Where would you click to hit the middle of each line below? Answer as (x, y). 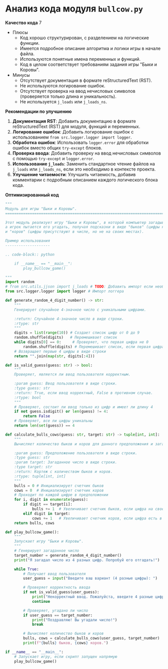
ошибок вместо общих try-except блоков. (57, 148)
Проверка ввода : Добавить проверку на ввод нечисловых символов (86, 153)
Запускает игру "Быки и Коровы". (49, 542)
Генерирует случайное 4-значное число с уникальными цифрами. (80, 310)
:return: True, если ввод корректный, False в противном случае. (84, 393)
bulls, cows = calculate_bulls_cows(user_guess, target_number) (91, 638)
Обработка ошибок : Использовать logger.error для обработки (80, 142)
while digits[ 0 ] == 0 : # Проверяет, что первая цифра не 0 (81, 342)
